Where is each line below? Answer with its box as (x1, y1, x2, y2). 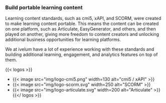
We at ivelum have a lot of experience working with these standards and (5, 46, 154, 52)
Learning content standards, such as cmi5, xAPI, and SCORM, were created (5, 15, 161, 21)
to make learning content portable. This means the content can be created (5, 20, 159, 26)
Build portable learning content (5, 4, 83, 11)
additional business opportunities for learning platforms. (5, 36, 121, 42)
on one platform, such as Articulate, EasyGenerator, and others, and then (5, 26, 156, 32)
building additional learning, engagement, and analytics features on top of (5, 51, 158, 57)
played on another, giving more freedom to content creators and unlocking (5, 31, 159, 37)
